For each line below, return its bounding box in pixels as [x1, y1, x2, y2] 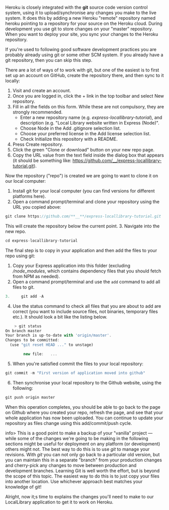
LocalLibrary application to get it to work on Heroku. [5, 499, 114, 505]
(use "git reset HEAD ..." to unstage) [10, 342, 94, 347]
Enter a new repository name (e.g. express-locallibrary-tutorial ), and [20, 114, 162, 121]
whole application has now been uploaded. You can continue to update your [5, 415, 163, 421]
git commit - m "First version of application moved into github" [5, 370, 145, 375]
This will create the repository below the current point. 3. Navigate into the [5, 223, 160, 229]
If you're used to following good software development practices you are [5, 47, 157, 52]
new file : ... [23, 351, 58, 357]
